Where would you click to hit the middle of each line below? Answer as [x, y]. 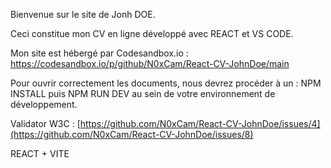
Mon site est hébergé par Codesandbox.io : [99, 53]
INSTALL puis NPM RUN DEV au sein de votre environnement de [143, 93]
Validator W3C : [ [45, 123]
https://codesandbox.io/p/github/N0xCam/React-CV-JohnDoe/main [150, 63]
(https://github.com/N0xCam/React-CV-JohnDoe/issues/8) [132, 134]
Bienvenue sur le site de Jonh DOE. [83, 14]
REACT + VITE [40, 153]
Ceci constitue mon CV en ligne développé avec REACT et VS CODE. [152, 33]
